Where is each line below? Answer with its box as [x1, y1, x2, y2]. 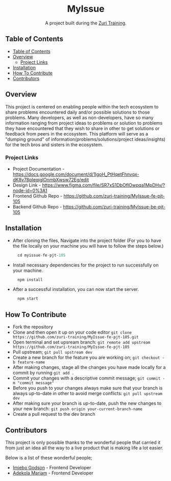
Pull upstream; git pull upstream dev [12, 349, 93, 355]
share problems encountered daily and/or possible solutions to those [5, 109, 150, 115]
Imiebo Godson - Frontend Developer [12, 464, 91, 470]
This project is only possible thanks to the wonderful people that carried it [5, 439, 161, 445]
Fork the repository [12, 324, 54, 330]
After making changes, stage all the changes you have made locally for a [12, 364, 166, 370]
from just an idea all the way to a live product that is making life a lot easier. [5, 444, 163, 451]
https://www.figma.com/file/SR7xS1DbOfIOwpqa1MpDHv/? [42, 182, 165, 188]
